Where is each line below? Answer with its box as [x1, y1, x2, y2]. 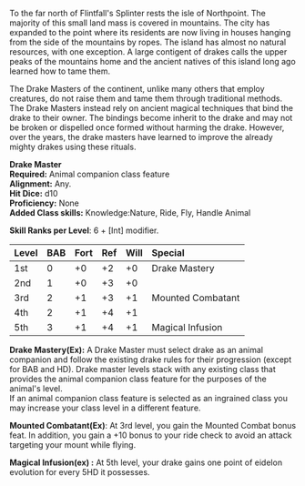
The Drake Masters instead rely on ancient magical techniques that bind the [9, 103, 294, 113]
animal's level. [9, 383, 64, 394]
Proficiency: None [9, 197, 80, 208]
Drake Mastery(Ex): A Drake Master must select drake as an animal [9, 345, 264, 355]
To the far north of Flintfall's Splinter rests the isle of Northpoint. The [9, 8, 266, 18]
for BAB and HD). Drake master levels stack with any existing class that [9, 364, 276, 374]
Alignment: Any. [9, 178, 72, 189]
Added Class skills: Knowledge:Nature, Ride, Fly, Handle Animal [9, 208, 251, 218]
